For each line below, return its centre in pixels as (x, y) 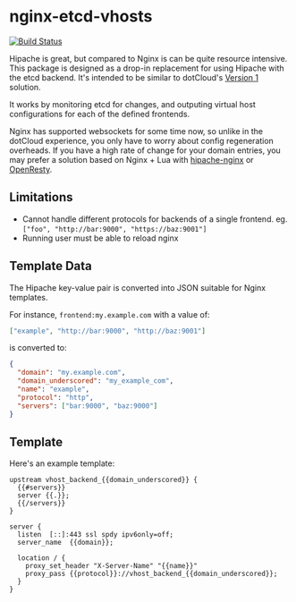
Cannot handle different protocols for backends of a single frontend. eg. (155, 219)
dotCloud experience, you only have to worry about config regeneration (142, 140)
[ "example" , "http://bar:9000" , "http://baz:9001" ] (107, 331)
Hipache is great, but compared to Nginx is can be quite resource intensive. (148, 58)
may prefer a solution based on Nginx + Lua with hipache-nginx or (131, 159)
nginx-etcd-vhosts (81, 17)
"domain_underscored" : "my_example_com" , (96, 381)
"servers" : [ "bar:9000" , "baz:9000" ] (88, 406)
